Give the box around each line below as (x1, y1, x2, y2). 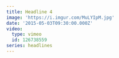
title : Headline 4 (6, 8, 53, 15)
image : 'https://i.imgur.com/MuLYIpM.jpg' (6, 14, 115, 21)
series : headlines (6, 43, 53, 49)
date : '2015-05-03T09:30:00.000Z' (6, 20, 94, 26)
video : (6, 25, 23, 32)
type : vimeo (11, 31, 42, 37)
